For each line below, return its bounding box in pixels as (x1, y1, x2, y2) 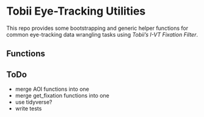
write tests (15, 105, 42, 112)
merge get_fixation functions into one (15, 92, 110, 99)
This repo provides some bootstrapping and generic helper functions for (6, 24, 189, 32)
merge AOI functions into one (15, 85, 90, 93)
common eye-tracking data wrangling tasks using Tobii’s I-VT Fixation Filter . (6, 30, 199, 38)
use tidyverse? (15, 99, 53, 106)
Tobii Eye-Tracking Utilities (6, 4, 146, 18)
